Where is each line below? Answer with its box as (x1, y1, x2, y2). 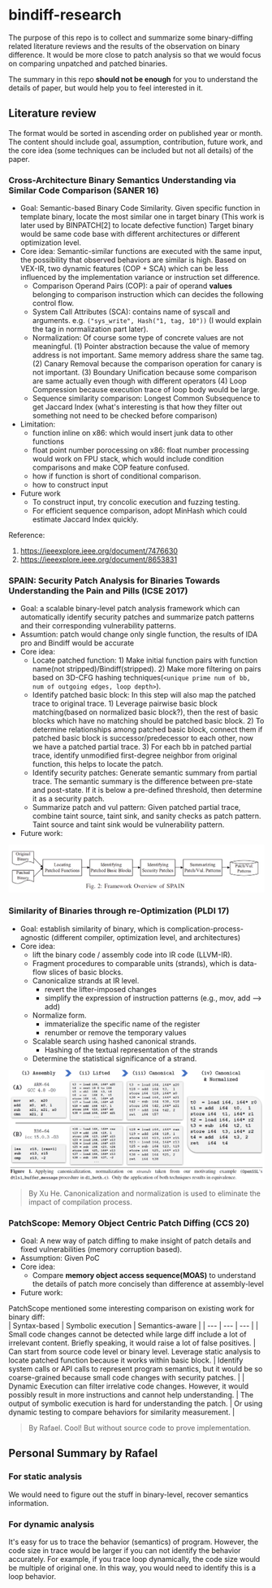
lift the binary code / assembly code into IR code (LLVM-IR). (32, 950, 233, 960)
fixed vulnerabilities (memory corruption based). (19, 1244, 183, 1254)
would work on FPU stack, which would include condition (32, 454, 225, 464)
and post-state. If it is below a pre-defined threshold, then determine (32, 785, 262, 795)
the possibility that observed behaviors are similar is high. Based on (19, 255, 247, 265)
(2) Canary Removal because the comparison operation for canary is (32, 359, 262, 369)
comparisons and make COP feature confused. (32, 462, 190, 473)
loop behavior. (8, 1571, 57, 1581)
